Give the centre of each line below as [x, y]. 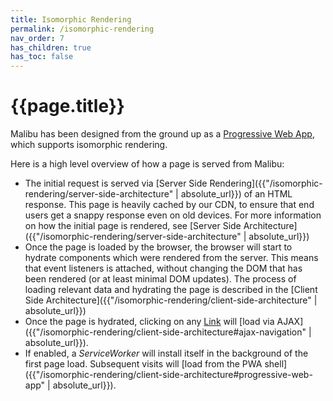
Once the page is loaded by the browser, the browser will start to [158, 247]
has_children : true [51, 47]
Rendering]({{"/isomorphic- [266, 183]
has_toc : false [42, 57]
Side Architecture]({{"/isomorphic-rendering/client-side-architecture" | [171, 300]
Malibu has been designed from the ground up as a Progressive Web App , [162, 134]
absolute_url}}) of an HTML [236, 194]
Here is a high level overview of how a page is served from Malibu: [147, 164]
